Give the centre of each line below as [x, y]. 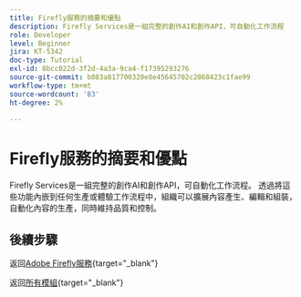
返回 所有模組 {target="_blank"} [67, 282]
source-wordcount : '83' [55, 94]
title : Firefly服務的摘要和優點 [65, 18]
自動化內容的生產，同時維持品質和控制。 [85, 208]
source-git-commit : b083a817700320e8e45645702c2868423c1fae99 [130, 77]
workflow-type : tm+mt [51, 86]
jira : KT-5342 [36, 52]
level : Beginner [40, 43]
